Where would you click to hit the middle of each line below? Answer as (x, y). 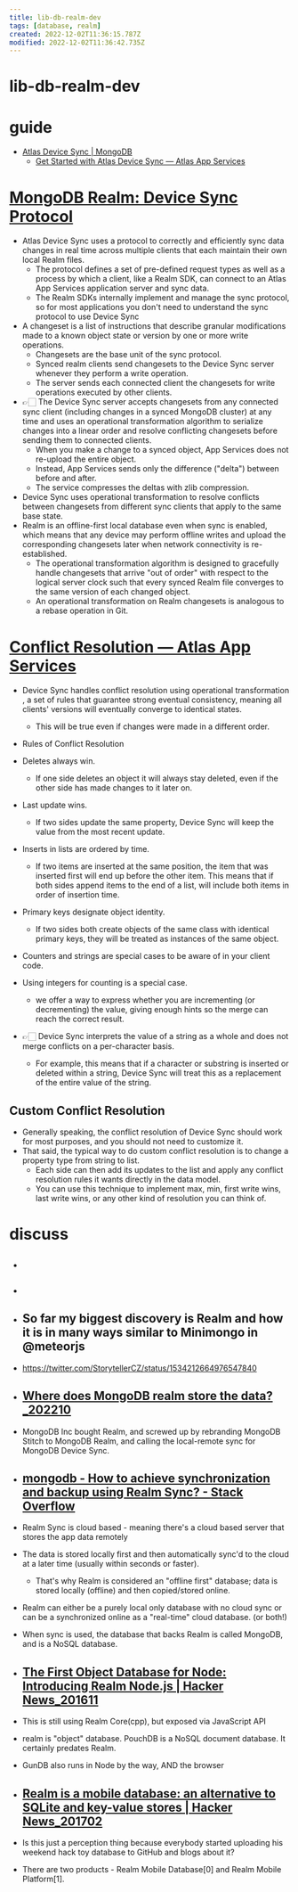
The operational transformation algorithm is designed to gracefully (157, 563)
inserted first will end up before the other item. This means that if (154, 876)
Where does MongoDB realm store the (130, 1396)
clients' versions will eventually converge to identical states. (132, 709)
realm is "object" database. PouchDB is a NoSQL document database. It (154, 1739)
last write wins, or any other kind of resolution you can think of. (151, 1199)
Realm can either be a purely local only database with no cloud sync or (152, 1608)
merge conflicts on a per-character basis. (98, 1046)
